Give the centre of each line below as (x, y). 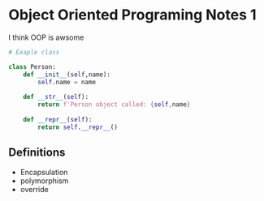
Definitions (37, 153)
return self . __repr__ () (78, 127)
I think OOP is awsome (46, 37)
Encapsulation (44, 172)
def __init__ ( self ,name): (67, 75)
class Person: (32, 66)
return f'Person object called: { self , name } (114, 105)
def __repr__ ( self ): (58, 119)
